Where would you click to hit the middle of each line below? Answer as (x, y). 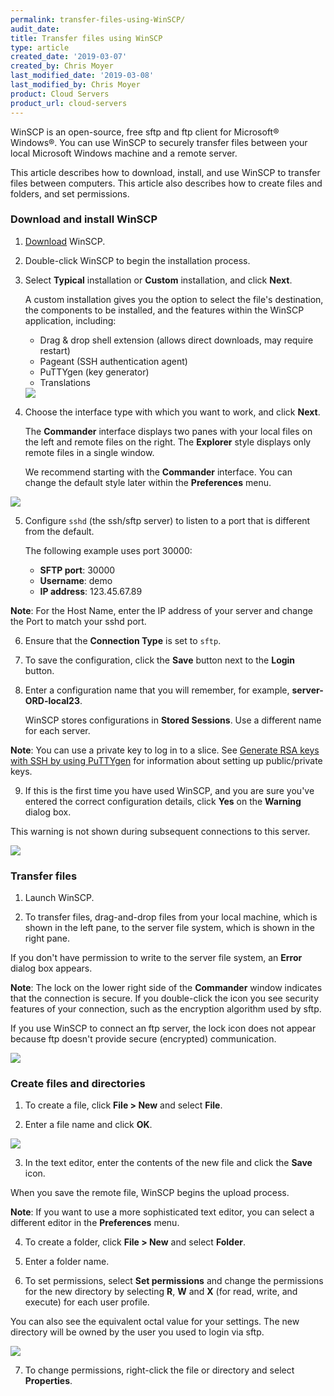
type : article (40, 47)
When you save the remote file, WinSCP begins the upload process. (150, 1193)
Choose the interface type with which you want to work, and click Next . (172, 412)
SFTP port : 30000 (77, 570)
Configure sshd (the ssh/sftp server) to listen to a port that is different (167, 520)
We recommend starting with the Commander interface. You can (158, 472)
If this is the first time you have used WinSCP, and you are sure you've (169, 790)
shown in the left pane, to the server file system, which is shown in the (170, 928)
